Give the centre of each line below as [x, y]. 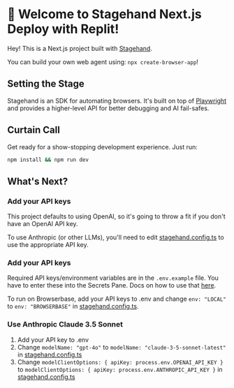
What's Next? [38, 181]
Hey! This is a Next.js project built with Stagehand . [80, 48]
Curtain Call [34, 130]
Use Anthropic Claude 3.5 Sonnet [65, 324]
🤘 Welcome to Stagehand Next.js [104, 14]
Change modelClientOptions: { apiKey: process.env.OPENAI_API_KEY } [120, 361]
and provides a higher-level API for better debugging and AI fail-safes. [108, 108]
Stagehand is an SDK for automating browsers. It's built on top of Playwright [117, 100]
